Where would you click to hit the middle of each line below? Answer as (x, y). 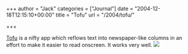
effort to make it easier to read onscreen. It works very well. (79, 45)
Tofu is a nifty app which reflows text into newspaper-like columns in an (94, 38)
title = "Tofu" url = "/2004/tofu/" (95, 15)
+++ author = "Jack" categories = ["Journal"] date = (70, 9)
